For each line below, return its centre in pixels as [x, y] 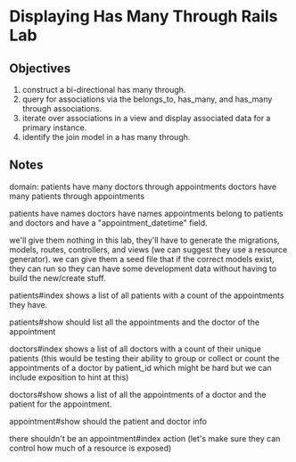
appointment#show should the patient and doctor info [108, 421]
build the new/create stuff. [58, 277]
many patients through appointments [77, 196]
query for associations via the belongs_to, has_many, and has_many [147, 99]
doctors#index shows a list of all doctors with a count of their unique [135, 349]
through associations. [62, 108]
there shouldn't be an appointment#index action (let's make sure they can [145, 438]
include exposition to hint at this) [69, 377]
